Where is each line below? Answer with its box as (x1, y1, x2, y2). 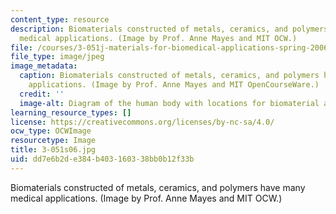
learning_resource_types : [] (10, 107, 132, 118)
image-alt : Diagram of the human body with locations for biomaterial (19, 98, 320, 108)
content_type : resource (10, 14, 110, 25)
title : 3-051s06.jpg (10, 145, 97, 155)
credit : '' (19, 89, 65, 99)
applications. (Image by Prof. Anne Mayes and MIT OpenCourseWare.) (28, 80, 320, 90)
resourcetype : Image (10, 136, 97, 146)
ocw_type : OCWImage (10, 126, 92, 136)
